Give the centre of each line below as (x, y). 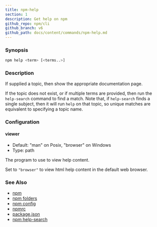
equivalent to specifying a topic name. (44, 109)
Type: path (23, 150)
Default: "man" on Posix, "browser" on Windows (62, 145)
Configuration (22, 122)
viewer (12, 134)
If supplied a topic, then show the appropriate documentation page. (74, 84)
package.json (26, 214)
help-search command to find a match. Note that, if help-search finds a (78, 99)
